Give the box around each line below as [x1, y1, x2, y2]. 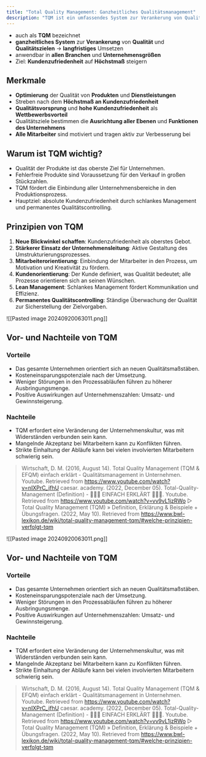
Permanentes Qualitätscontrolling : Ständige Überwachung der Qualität [15, 296, 197, 303]
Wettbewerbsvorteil [15, 111, 68, 118]
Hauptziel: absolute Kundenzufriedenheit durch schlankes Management [15, 197, 197, 205]
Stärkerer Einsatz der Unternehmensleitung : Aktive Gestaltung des [15, 244, 188, 251]
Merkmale [6, 75, 46, 86]
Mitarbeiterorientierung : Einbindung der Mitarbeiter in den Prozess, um [15, 257, 197, 264]
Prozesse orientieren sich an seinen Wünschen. [15, 276, 136, 284]
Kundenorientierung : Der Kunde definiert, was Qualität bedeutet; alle [15, 270, 191, 278]
